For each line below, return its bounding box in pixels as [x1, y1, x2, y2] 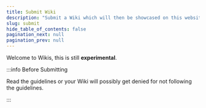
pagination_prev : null [6, 37, 64, 43]
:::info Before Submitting [6, 66, 68, 73]
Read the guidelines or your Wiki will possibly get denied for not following [6, 77, 192, 85]
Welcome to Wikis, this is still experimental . [6, 54, 118, 61]
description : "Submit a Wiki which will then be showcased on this [6, 15, 183, 21]
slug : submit [6, 20, 40, 26]
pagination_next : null [6, 32, 64, 38]
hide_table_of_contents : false [6, 26, 86, 32]
